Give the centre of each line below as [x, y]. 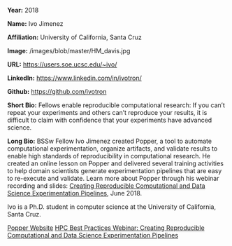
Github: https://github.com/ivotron [57, 91]
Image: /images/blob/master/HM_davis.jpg [69, 51]
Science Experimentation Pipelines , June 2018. [75, 193]
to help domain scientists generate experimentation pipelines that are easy [115, 171]
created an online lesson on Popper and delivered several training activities [115, 163]
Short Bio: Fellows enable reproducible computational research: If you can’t [116, 105]
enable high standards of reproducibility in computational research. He [109, 156]
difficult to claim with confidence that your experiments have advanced [110, 120]
